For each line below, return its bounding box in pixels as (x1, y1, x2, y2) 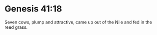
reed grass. (4, 24, 28, 30)
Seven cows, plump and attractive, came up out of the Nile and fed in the (4, 19, 153, 25)
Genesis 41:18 (4, 3, 62, 14)
